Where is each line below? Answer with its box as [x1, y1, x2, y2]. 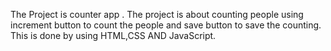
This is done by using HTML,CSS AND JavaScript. [10, 30, 217, 41]
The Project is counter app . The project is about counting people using [10, 9, 304, 20]
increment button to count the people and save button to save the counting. [10, 19, 322, 31]
